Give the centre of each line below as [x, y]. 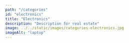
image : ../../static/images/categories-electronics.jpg [64, 28]
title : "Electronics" [28, 19]
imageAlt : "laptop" [25, 33]
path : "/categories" [27, 10]
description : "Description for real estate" [52, 23]
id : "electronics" [24, 14]
